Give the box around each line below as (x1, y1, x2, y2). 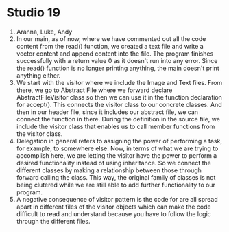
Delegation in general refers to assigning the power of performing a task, (16, 137, 222, 145)
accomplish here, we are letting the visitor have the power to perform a (16, 151, 217, 159)
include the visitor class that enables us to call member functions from (16, 122, 215, 130)
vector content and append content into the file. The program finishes (16, 49, 214, 58)
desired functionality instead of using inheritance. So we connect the (16, 159, 212, 167)
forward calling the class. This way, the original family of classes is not (16, 173, 216, 181)
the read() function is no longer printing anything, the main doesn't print (16, 64, 220, 72)
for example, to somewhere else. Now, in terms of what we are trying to (16, 144, 219, 152)
